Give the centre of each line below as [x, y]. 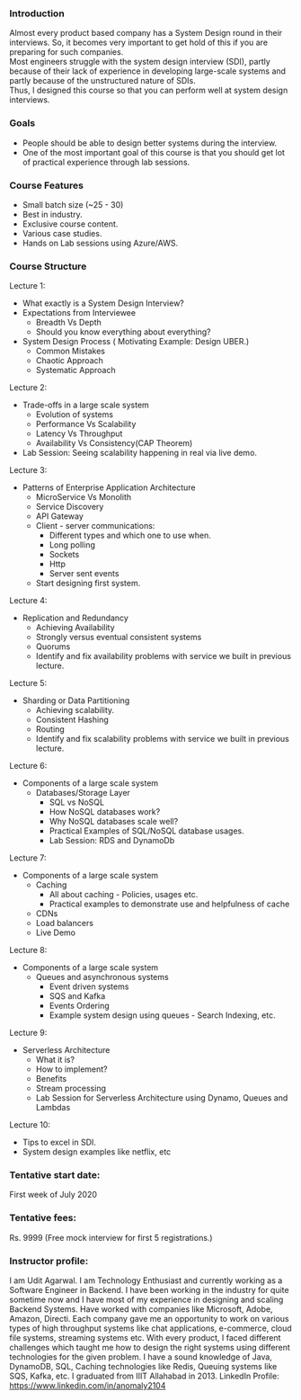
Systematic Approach [75, 370]
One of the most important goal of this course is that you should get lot [154, 152]
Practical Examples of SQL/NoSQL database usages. [146, 831]
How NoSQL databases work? [105, 812]
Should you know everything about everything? [123, 332]
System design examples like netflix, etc [97, 1152]
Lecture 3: [28, 470]
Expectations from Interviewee [79, 313]
